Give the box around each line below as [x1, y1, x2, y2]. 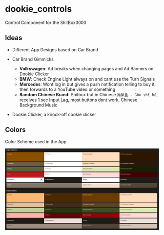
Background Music [19, 102, 58, 108]
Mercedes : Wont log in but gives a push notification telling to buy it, [19, 81, 156, 87]
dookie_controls [5, 3, 72, 15]
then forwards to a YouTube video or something [19, 86, 116, 92]
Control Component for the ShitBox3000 [5, 20, 86, 25]
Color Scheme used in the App [5, 138, 67, 145]
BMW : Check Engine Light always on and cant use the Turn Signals [19, 76, 155, 82]
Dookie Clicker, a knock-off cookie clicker [12, 111, 97, 117]
